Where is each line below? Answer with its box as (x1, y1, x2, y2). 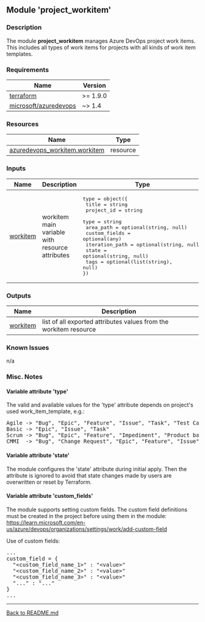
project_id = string (85, 207, 143, 213)
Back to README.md (6, 609, 59, 616)
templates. (6, 50, 33, 57)
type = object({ (82, 195, 128, 202)
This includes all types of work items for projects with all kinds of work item (6, 43, 196, 51)
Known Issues (6, 343, 49, 352)
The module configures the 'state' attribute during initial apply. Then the (6, 465, 187, 473)
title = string (85, 201, 128, 207)
